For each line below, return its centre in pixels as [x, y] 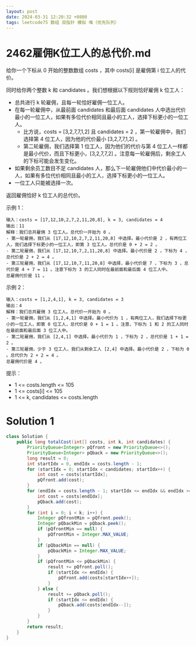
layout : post [22, 11]
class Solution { [27, 437]
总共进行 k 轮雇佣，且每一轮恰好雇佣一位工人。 [71, 102]
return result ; [45, 627]
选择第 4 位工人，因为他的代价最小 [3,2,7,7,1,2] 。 [82, 139]
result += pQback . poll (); [79, 594]
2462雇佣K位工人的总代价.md [78, 53]
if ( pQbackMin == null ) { [69, 545]
